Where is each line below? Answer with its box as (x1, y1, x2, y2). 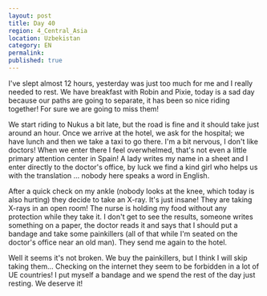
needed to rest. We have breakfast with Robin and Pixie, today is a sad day (8, 87, 255, 96)
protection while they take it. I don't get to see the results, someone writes (8, 212, 254, 221)
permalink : (8, 49, 45, 57)
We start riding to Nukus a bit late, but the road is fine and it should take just (8, 120, 259, 129)
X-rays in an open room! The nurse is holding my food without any (8, 203, 227, 213)
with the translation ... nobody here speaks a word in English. (8, 170, 210, 180)
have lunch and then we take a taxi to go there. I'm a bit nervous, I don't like (8, 136, 259, 146)
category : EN (8, 42, 52, 50)
